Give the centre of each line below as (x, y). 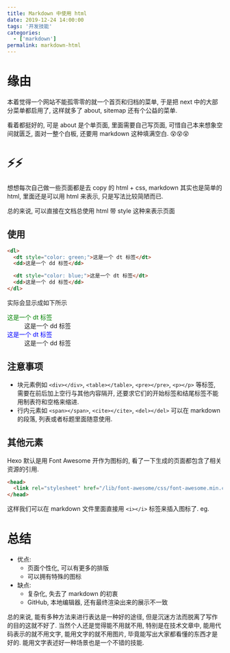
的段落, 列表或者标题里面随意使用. (65, 419)
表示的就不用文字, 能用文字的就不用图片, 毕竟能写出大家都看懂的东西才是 (115, 634)
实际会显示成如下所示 (37, 302)
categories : (24, 33)
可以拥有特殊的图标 (54, 577)
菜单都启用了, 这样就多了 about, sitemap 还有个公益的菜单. (95, 110)
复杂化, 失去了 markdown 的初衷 (73, 594)
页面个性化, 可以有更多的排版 (68, 568)
